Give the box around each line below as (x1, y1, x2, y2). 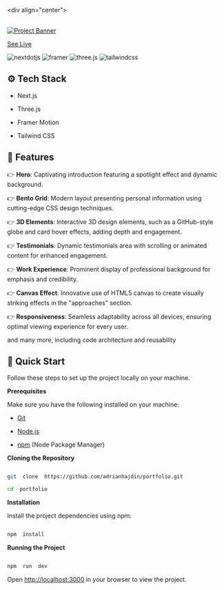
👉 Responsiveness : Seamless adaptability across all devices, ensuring (7, 312, 212, 321)
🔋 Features (7, 152, 54, 163)
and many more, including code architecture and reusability (7, 336, 176, 344)
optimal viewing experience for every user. (7, 322, 129, 330)
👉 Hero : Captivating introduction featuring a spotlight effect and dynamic (7, 170, 218, 179)
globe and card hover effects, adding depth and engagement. (7, 227, 183, 236)
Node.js (17, 427, 40, 436)
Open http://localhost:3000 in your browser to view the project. (7, 575, 187, 583)
